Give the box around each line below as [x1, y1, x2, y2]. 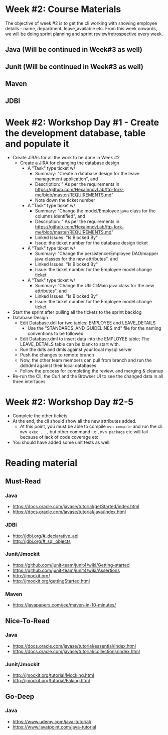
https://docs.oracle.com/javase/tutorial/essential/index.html [12, 643, 136, 649]
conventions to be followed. [27, 330, 85, 337]
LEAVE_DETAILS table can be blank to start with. [20, 341, 120, 347]
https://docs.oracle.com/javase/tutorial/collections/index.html [12, 648, 140, 654]
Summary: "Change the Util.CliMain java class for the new [35, 283, 154, 289]
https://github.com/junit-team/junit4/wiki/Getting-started [12, 562, 130, 568]
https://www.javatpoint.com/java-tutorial [12, 724, 96, 730]
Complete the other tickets [12, 413, 68, 419]
